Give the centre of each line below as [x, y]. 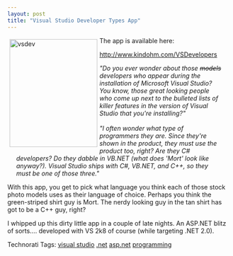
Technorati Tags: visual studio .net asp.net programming [90, 244]
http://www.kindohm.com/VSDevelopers [158, 54]
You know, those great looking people [155, 91]
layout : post [27, 14]
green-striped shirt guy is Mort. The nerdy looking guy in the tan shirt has [115, 202]
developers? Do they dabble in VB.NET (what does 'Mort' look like [113, 158]
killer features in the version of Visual [154, 105]
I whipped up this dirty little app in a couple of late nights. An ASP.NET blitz [117, 223]
